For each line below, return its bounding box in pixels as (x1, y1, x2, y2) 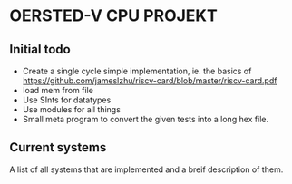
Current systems (9, 140, 107, 155)
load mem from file (22, 85, 93, 95)
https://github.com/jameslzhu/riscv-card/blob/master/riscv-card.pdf (22, 75, 277, 86)
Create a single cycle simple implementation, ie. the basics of (22, 65, 252, 76)
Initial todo (9, 42, 71, 57)
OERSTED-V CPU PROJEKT (9, 5, 218, 26)
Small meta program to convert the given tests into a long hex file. (22, 114, 269, 124)
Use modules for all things (22, 104, 121, 114)
